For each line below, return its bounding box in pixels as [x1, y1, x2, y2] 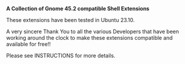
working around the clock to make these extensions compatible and [6, 34, 173, 41]
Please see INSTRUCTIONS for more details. [6, 52, 116, 59]
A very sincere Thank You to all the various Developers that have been [6, 28, 179, 35]
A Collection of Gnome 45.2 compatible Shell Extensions [6, 5, 150, 12]
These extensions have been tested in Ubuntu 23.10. [6, 17, 135, 23]
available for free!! [6, 41, 51, 47]
